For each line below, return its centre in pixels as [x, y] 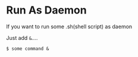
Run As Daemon [47, 10]
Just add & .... [22, 38]
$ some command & [28, 48]
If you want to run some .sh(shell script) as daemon [69, 26]
